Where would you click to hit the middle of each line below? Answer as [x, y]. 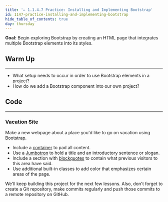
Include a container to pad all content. [51, 148]
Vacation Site [22, 122]
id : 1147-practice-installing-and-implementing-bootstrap [67, 14]
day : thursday [20, 24]
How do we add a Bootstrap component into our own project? [76, 86]
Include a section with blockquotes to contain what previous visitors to [85, 158]
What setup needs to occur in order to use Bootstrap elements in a [81, 76]
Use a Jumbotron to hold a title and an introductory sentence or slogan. [86, 153]
